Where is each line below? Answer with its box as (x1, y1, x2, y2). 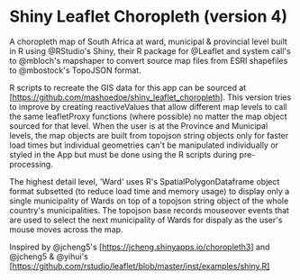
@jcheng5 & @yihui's (9, 250, 88, 262)
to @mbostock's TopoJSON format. (9, 65, 141, 76)
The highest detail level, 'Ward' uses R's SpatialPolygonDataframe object (9, 176, 280, 186)
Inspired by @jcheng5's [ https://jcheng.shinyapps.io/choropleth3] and (9, 241, 270, 252)
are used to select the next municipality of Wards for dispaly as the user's (9, 214, 283, 225)
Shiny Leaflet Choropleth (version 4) (9, 6, 288, 27)
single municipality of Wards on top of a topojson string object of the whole (9, 195, 289, 206)
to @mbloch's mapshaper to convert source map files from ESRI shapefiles (9, 55, 288, 66)
